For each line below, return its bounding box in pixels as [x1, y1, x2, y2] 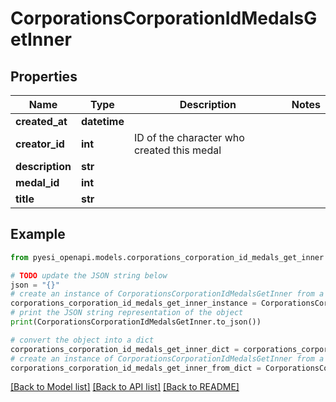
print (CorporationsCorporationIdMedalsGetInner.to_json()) [10, 317, 262, 327]
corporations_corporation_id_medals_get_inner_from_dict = [10, 363, 262, 373]
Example [10, 226, 66, 243]
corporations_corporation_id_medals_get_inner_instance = [10, 298, 257, 309]
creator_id [15, 137, 65, 151]
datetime [80, 115, 125, 128]
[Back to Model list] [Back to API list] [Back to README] [10, 381, 240, 393]
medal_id [15, 176, 60, 189]
